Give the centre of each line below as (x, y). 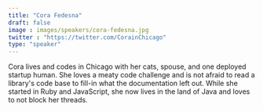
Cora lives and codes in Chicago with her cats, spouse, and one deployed (127, 66)
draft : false (29, 23)
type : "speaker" (35, 45)
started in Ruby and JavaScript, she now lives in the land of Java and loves (129, 91)
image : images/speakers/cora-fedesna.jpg (79, 30)
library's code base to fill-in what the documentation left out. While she (123, 84)
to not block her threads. (48, 100)
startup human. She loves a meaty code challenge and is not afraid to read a (131, 75)
